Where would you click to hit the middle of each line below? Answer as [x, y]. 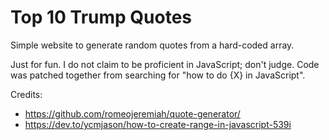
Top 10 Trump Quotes [101, 17]
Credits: [26, 94]
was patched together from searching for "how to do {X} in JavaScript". [158, 75]
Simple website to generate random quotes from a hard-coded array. [152, 45]
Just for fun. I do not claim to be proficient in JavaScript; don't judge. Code [165, 64]
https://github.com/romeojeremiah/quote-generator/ [132, 113]
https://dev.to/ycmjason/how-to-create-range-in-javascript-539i [158, 124]
